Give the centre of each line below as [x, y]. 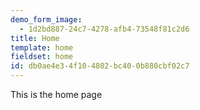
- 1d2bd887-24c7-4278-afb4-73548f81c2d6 [104, 29]
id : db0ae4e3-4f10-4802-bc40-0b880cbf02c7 [100, 66]
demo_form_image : [46, 19]
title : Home [35, 38]
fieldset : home [42, 57]
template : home [42, 47]
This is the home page [56, 94]
